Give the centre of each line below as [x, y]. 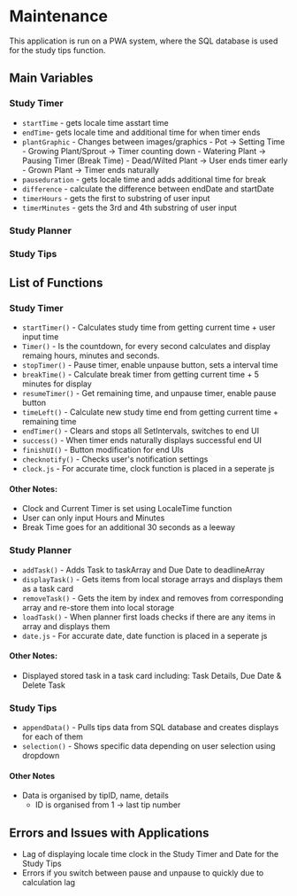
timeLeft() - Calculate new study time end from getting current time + [150, 412]
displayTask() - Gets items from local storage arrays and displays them [152, 579]
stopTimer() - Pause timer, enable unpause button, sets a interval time [150, 365]
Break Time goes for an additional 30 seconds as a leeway [129, 527]
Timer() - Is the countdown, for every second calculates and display [146, 347]
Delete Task [44, 685]
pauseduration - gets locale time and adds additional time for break [144, 179]
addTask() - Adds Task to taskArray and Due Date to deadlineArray [143, 570]
